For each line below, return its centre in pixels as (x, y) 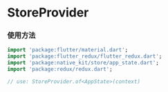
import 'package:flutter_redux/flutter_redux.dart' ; (85, 56)
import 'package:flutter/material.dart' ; (68, 50)
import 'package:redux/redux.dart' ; (60, 69)
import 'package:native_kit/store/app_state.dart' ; (83, 63)
